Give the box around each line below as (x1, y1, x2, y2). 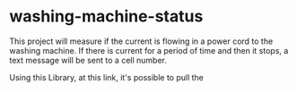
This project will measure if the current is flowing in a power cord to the (9, 36, 274, 46)
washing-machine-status (9, 6, 204, 27)
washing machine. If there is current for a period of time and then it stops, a (9, 45, 289, 55)
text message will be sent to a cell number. (9, 54, 168, 65)
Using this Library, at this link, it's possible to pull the (9, 71, 205, 82)
